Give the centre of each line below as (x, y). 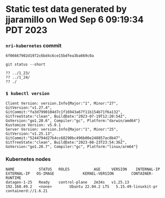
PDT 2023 (27, 30)
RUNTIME (14, 178)
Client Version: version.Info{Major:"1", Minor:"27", (62, 103)
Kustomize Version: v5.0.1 (33, 125)
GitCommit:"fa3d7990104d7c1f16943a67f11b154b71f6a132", (64, 112)
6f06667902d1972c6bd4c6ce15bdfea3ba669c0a (50, 56)
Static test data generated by (66, 9)
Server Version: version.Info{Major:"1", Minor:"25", (62, 129)
